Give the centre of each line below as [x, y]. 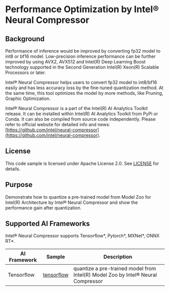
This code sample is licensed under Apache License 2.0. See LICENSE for [82, 163]
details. [13, 169]
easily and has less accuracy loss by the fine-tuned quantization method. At [84, 88]
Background [25, 39]
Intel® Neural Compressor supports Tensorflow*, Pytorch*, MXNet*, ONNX [82, 236]
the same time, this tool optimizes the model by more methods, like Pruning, [84, 93]
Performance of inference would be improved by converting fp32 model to [83, 51]
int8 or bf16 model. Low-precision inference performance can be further [80, 56]
